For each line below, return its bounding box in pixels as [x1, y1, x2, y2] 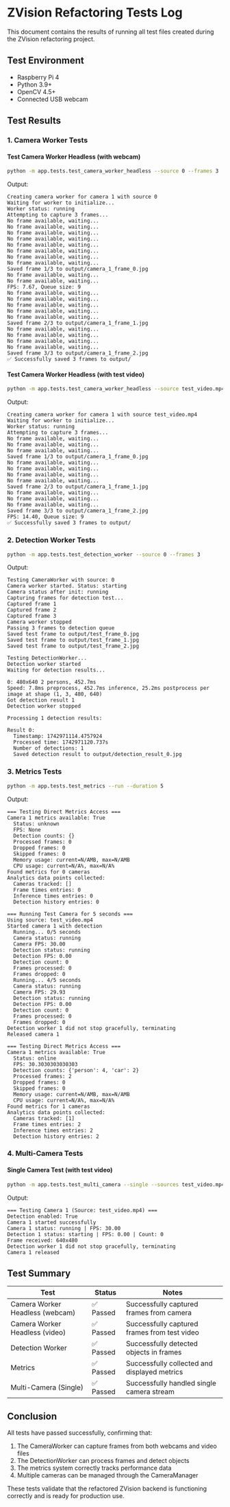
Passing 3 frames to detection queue [7, 625, 115, 632]
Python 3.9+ [16, 80, 53, 89]
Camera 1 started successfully [7, 1218, 97, 1226]
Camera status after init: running [7, 589, 109, 596]
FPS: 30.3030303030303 [13, 1060, 78, 1068]
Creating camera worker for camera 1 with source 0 [7, 194, 157, 201]
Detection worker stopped [7, 703, 81, 710]
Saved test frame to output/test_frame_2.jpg [7, 643, 139, 650]
